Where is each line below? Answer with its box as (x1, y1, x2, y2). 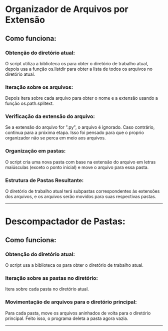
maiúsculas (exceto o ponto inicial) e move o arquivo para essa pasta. (5, 164, 149, 170)
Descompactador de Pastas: (5, 216, 126, 227)
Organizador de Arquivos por (5, 4, 128, 15)
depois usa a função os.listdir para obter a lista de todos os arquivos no (5, 66, 152, 72)
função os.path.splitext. (5, 100, 54, 106)
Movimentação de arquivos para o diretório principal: (5, 298, 137, 305)
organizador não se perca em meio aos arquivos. (5, 135, 106, 141)
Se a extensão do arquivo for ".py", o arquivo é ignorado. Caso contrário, (5, 124, 155, 130)
